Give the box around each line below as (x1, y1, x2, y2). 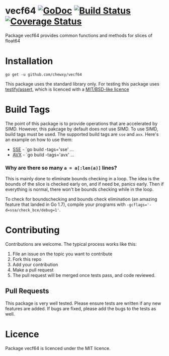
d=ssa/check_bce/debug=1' (5, 208, 59, 213)
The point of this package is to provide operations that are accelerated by (5, 120, 158, 126)
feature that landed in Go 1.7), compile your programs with (5, 201, 126, 207)
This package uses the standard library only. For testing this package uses (5, 81, 159, 87)
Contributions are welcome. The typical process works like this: (5, 241, 137, 247)
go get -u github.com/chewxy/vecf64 (5, 72, 82, 77)
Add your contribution (12, 262, 58, 268)
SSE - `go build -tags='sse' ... (12, 146, 74, 152)
